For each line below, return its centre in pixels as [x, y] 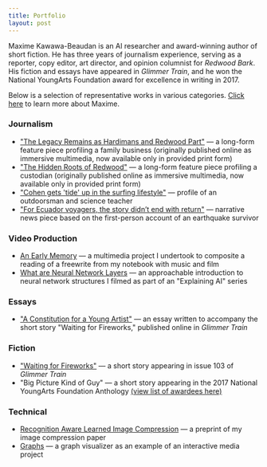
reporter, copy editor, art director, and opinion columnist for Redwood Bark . [132, 63]
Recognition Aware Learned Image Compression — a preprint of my [131, 429]
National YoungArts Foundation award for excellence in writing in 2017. [124, 80]
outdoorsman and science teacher [76, 201]
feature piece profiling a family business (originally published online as [135, 150]
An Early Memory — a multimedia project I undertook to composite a [132, 256]
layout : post [30, 23]
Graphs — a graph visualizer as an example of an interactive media [130, 445]
